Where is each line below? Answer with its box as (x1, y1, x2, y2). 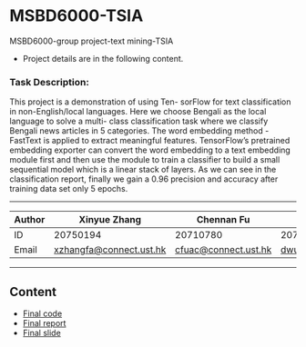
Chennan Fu (196, 213, 250, 226)
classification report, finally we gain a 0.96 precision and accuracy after (9, 173, 279, 184)
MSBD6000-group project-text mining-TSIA (9, 35, 174, 46)
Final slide (22, 328, 61, 339)
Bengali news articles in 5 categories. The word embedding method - (9, 125, 270, 136)
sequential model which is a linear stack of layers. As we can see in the (9, 164, 277, 175)
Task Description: (9, 75, 89, 88)
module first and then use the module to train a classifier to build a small (9, 154, 280, 165)
